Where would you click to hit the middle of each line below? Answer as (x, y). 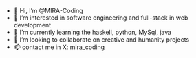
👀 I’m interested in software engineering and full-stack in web (101, 18)
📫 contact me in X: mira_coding (59, 47)
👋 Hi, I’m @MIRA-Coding (48, 11)
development (32, 25)
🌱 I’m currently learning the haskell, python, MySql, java (92, 32)
